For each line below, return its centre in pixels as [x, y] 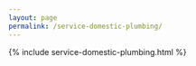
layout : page [33, 18]
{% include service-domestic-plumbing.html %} [98, 52]
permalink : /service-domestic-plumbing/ [86, 26]
